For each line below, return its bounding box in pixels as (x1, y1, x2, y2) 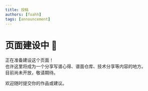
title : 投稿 (5, 7, 29, 12)
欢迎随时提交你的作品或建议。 (5, 80, 67, 86)
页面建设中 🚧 (5, 39, 58, 51)
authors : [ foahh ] (5, 12, 42, 17)
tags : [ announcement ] (5, 16, 51, 21)
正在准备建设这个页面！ (5, 57, 54, 63)
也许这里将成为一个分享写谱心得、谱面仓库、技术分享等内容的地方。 (5, 63, 146, 69)
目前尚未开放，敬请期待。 (5, 69, 58, 75)
